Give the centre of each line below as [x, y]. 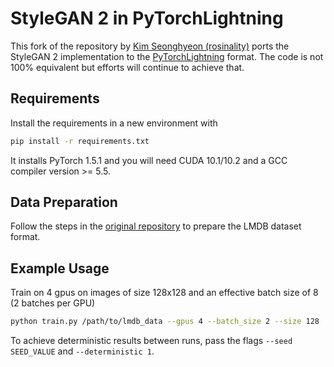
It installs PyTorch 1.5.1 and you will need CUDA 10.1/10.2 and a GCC [149, 160]
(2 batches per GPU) [53, 303]
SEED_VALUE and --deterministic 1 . [82, 351]
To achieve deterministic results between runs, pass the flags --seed [151, 341]
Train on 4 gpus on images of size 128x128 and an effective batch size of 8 [164, 293]
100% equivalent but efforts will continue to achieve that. [127, 67]
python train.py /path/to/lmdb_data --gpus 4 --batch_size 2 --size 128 [165, 322]
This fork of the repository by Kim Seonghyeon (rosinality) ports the [150, 46]
